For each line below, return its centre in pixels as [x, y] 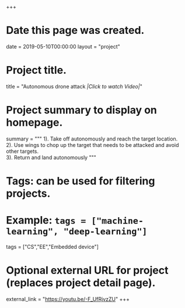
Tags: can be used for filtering [81, 181]
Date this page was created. [75, 30]
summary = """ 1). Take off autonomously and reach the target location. [92, 139]
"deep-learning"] [105, 232]
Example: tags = [46, 220]
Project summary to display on [82, 110]
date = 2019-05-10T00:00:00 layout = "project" [63, 46]
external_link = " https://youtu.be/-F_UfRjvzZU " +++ [68, 299]
